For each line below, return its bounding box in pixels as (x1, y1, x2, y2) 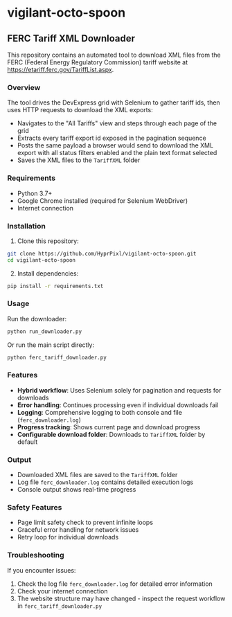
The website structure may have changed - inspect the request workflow (17, 594, 226, 602)
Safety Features (7, 503, 62, 512)
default (17, 438, 38, 446)
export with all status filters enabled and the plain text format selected (17, 149, 217, 157)
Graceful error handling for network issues (17, 526, 139, 534)
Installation (7, 221, 46, 231)
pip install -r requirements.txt (7, 283, 104, 289)
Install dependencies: (17, 269, 79, 278)
